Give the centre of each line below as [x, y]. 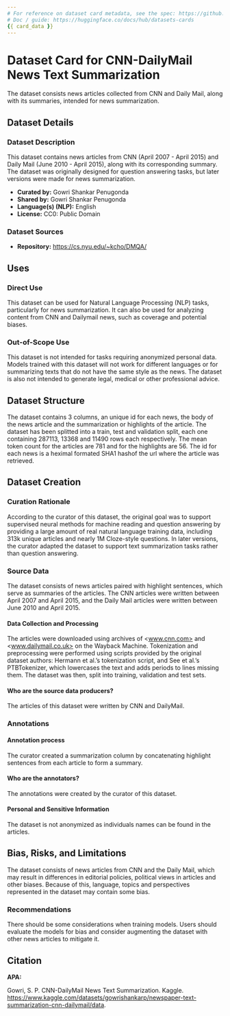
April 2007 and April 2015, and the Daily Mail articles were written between [112, 601]
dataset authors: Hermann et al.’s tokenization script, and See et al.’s [103, 661]
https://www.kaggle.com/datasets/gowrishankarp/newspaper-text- [102, 997]
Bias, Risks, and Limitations [67, 853]
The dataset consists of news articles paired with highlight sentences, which [115, 586]
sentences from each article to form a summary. [75, 762]
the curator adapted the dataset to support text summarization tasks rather [113, 546]
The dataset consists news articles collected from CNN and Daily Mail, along [115, 94]
